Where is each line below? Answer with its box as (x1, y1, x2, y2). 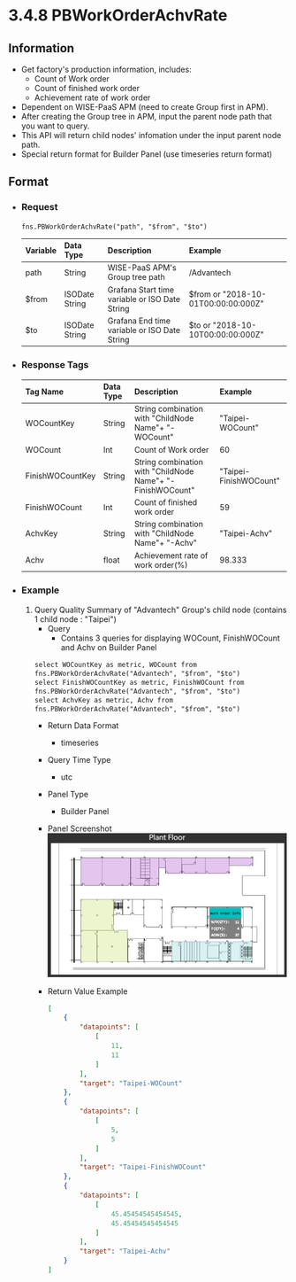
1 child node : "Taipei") (34, 613, 117, 625)
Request (20, 201, 58, 214)
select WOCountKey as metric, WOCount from (34, 660, 198, 669)
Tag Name (25, 386, 64, 397)
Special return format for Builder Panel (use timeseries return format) (20, 149, 273, 159)
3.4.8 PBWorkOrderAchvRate (8, 5, 228, 26)
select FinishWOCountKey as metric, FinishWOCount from (34, 678, 245, 687)
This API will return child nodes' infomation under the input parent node (20, 130, 282, 140)
